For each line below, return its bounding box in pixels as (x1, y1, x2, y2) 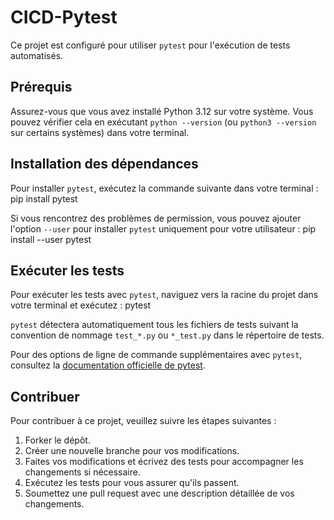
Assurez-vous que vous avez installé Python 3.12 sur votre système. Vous (10, 105, 314, 117)
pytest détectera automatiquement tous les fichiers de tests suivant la (10, 319, 299, 331)
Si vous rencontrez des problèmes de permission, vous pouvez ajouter (10, 212, 302, 224)
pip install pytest (10, 192, 78, 205)
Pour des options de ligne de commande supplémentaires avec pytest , (10, 349, 303, 361)
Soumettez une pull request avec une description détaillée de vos (24, 487, 295, 500)
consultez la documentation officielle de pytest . (10, 359, 206, 371)
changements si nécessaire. (24, 466, 141, 478)
